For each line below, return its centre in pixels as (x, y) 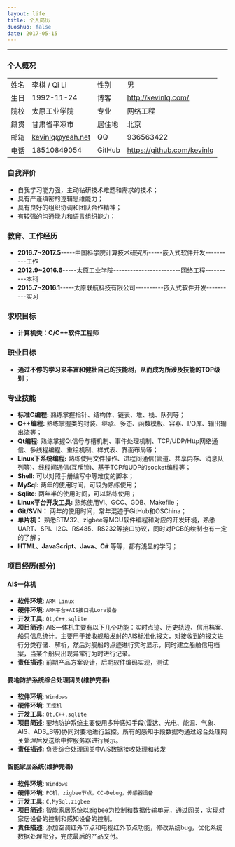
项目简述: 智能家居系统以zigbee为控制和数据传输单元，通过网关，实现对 (121, 810)
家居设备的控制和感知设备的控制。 (66, 818)
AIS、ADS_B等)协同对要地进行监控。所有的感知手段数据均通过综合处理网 (122, 732)
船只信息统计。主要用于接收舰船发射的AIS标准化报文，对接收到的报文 (117, 636)
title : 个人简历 (29, 20)
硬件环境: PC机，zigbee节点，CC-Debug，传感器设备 (85, 792)
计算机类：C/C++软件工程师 (58, 333)
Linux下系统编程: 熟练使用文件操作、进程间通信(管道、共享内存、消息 (117, 459)
